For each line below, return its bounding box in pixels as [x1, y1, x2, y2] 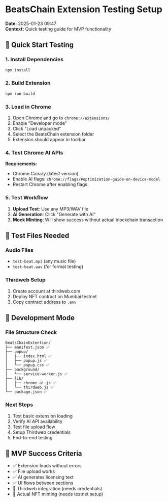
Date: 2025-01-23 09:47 [5, 20, 57, 27]
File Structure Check [5, 329, 57, 336]
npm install [5, 67, 30, 72]
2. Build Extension [5, 80, 51, 87]
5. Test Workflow [5, 194, 48, 201]
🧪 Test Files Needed [5, 231, 70, 240]
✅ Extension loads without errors [12, 463, 82, 469]
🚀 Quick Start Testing [5, 41, 74, 49]
